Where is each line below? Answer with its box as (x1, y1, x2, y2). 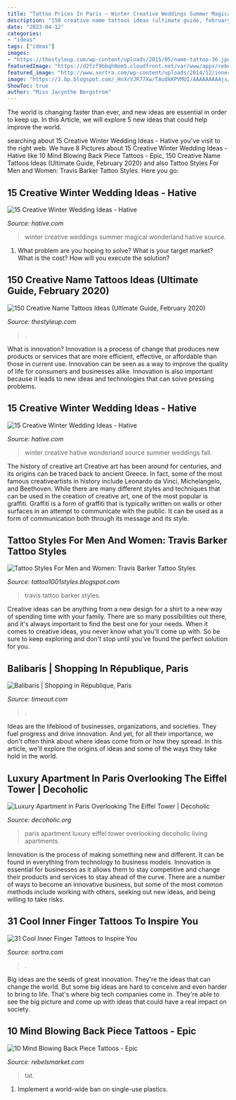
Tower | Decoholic (7, 783, 88, 795)
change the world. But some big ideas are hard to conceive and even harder (7, 982, 228, 991)
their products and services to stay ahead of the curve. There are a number (7, 873, 225, 881)
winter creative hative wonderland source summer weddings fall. (24, 448, 213, 457)
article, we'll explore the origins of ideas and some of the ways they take (7, 744, 217, 753)
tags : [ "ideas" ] (7, 43, 55, 50)
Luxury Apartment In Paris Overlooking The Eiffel (7, 772, 227, 784)
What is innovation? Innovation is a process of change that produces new (7, 344, 220, 353)
